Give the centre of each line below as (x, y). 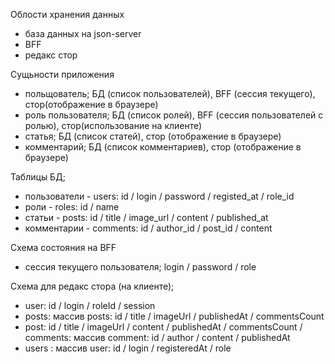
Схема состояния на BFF (63, 247)
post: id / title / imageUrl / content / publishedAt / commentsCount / (163, 327)
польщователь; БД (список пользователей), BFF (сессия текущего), (170, 93)
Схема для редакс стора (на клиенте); (92, 286)
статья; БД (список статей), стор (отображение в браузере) (153, 136)
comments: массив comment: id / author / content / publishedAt (157, 337)
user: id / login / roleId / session (90, 305)
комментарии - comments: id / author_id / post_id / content (148, 228)
